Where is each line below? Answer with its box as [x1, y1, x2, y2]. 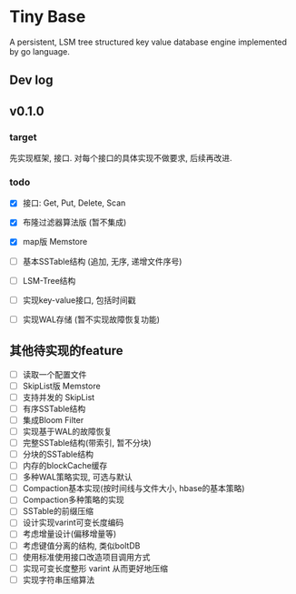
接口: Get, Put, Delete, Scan [22, 197, 126, 208]
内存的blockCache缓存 [22, 460, 108, 471]
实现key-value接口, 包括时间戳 [22, 294, 136, 306]
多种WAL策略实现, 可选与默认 [22, 471, 133, 483]
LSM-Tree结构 [22, 275, 76, 286]
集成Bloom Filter [22, 414, 84, 425]
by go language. [9, 45, 71, 56]
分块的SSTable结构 [22, 448, 94, 459]
